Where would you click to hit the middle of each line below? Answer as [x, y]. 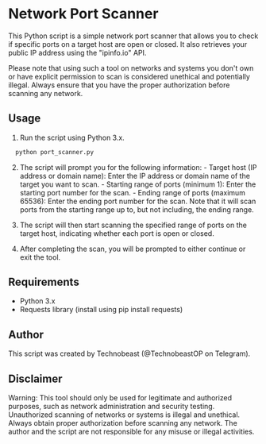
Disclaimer [35, 378]
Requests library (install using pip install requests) [101, 310]
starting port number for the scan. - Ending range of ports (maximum [133, 192]
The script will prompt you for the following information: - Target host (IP [138, 167]
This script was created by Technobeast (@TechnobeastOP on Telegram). [129, 353]
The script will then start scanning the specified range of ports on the [133, 225]
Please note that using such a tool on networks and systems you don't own [131, 68]
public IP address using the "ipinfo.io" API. [77, 52]
